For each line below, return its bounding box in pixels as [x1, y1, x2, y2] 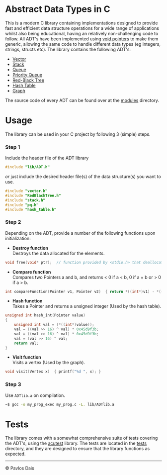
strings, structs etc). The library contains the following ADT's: [5, 46, 131, 52]
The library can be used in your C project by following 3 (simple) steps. [5, 131, 151, 137]
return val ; [14, 341, 39, 346]
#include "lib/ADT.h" [5, 165, 50, 170]
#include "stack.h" [5, 197, 46, 202]
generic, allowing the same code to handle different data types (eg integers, [5, 41, 161, 47]
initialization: [5, 235, 31, 241]
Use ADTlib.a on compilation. [5, 392, 66, 398]
